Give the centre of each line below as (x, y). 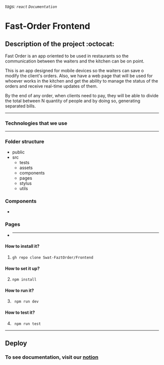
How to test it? (20, 312)
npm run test (28, 324)
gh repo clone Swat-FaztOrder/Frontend (53, 258)
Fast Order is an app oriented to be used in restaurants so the (67, 56)
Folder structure (25, 141)
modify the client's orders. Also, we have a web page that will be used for (79, 76)
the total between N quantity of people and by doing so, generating (73, 101)
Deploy (16, 343)
